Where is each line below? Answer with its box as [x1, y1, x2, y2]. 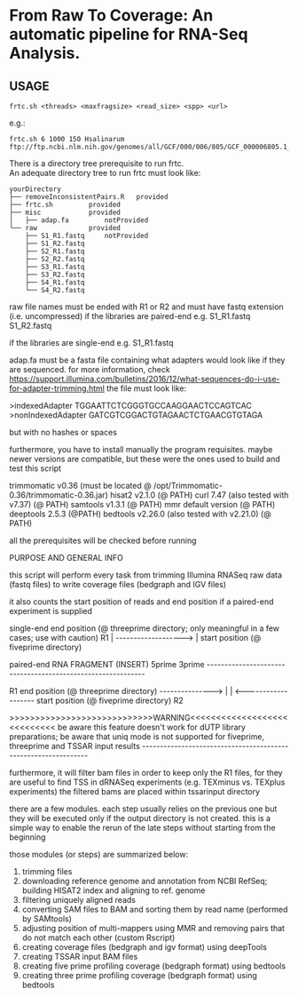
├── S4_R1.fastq [25, 278, 86, 287]
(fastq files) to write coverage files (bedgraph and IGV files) [9, 579, 227, 589]
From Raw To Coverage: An [9, 5, 214, 26]
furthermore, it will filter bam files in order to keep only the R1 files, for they [9, 768, 283, 778]
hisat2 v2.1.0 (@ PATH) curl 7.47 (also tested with [109, 490, 289, 500]
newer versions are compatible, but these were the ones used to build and [9, 454, 281, 464]
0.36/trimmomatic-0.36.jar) [9, 490, 108, 500]
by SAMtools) [21, 913, 73, 924]
